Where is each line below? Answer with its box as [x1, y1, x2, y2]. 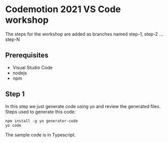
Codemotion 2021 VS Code [5, 4, 121, 15]
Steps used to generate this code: [5, 109, 76, 115]
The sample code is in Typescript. [5, 131, 76, 137]
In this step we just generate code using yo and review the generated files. [5, 103, 161, 109]
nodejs [12, 70, 27, 76]
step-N [5, 36, 20, 42]
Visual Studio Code [12, 64, 53, 70]
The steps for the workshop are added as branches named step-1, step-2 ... [5, 31, 163, 37]
